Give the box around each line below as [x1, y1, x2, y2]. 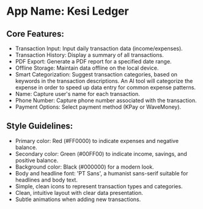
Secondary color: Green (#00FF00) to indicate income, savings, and [15, 150, 188, 157]
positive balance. [15, 156, 59, 164]
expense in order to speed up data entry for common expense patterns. [15, 84, 196, 91]
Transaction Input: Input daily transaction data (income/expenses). [15, 45, 183, 52]
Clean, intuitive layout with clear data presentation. [15, 189, 144, 196]
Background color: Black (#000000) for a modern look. [15, 163, 154, 170]
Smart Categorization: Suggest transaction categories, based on [15, 71, 178, 78]
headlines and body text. [15, 176, 78, 183]
